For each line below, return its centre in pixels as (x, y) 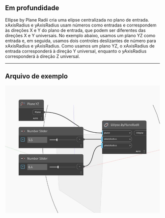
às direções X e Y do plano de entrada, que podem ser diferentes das (75, 30)
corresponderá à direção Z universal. (42, 56)
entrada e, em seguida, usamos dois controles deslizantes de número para (81, 41)
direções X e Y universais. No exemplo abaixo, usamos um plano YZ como (80, 35)
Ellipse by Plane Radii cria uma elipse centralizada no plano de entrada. (77, 20)
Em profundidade (32, 8)
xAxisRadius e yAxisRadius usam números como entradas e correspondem (81, 25)
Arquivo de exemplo (36, 76)
